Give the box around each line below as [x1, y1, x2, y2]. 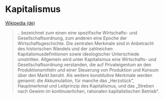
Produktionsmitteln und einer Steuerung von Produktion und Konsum [17, 66, 159, 73]
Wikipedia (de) [5, 20, 35, 26]
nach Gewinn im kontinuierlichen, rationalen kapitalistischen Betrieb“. [17, 88, 160, 94]
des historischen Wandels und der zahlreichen [17, 45, 113, 51]
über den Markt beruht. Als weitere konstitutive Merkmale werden [17, 72, 153, 78]
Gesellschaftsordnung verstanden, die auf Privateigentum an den [17, 61, 152, 67]
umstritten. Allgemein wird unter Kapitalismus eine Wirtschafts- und [17, 56, 157, 62]
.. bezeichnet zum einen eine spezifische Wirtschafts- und [17, 29, 138, 35]
